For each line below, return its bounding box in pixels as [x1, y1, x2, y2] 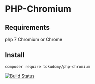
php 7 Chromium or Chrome [5, 36, 63, 42]
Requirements [5, 23, 50, 32]
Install [5, 51, 25, 59]
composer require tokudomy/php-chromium [5, 64, 91, 69]
